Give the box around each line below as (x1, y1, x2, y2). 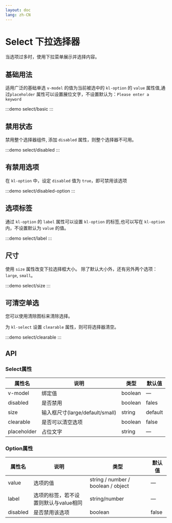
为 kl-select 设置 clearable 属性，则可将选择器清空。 (5, 324, 119, 330)
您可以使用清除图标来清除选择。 (5, 313, 73, 319)
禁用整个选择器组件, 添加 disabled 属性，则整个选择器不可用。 (5, 137, 137, 143)
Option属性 (5, 445, 33, 452)
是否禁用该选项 (33, 509, 70, 516)
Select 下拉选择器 (5, 36, 80, 48)
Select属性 (5, 365, 32, 372)
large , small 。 (5, 272, 36, 278)
